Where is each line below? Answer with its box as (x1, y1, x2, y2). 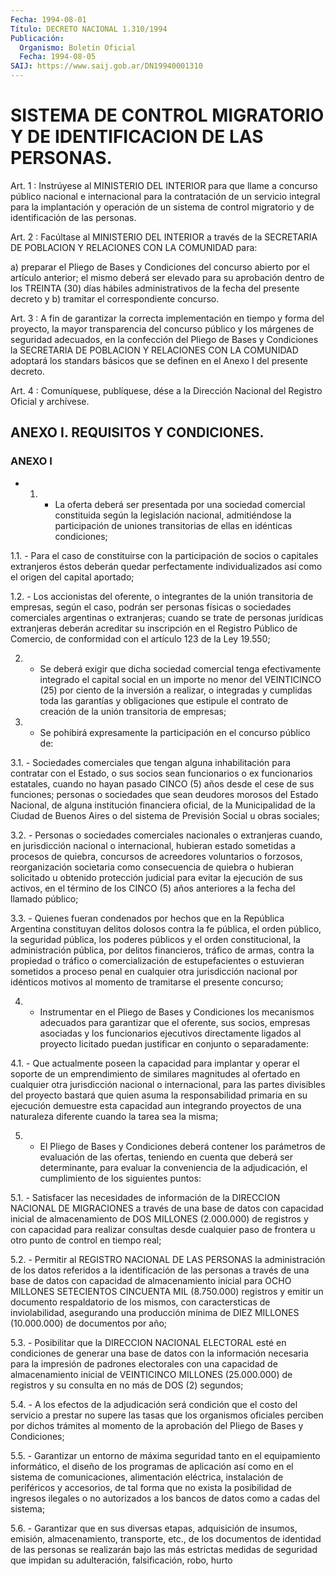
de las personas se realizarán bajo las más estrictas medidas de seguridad (10, 1543, 318, 1555)
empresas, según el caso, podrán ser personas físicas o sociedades (10, 601, 292, 613)
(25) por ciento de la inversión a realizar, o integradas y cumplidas (39, 684, 313, 696)
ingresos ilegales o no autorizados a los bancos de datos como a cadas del (10, 1492, 320, 1504)
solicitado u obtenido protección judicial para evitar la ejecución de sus (10, 871, 303, 883)
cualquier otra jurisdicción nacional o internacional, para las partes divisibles (10, 1078, 326, 1090)
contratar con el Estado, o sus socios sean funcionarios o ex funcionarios (10, 767, 313, 779)
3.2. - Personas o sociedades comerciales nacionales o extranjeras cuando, (10, 829, 323, 841)
